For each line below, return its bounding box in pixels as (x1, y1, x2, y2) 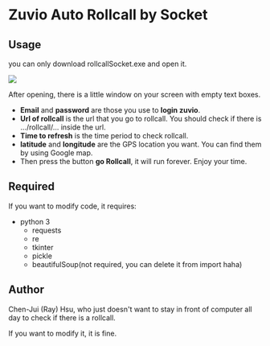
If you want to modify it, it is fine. (8, 328, 117, 338)
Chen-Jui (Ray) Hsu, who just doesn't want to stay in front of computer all (8, 304, 253, 314)
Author (8, 283, 44, 297)
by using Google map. (19, 148, 93, 158)
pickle (31, 251, 52, 261)
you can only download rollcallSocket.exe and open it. (8, 59, 187, 68)
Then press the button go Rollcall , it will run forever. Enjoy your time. (19, 157, 247, 166)
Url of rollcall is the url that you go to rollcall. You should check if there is (19, 114, 262, 123)
